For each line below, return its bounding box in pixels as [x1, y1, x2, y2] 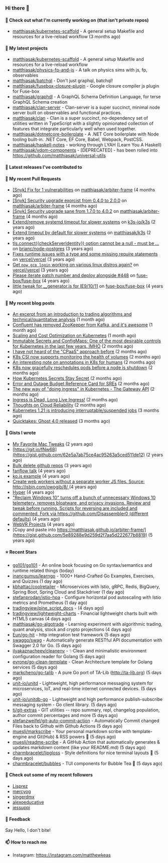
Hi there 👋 [5, 5, 30, 12]
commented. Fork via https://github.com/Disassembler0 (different [12, 511, 149, 517]
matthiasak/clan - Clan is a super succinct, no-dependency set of [12, 115, 148, 121]
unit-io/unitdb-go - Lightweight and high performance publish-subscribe [12, 696, 163, 702]
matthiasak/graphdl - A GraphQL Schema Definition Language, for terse [12, 94, 161, 100]
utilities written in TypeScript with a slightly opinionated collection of [12, 120, 154, 126]
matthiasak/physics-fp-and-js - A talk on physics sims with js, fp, [12, 67, 148, 73]
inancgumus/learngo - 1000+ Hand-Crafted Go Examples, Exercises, [12, 572, 154, 579]
